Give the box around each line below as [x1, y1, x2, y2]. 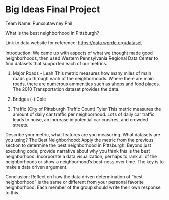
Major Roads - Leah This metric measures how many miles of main [12, 70, 152, 76]
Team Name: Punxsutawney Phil [5, 20, 72, 26]
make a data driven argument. [5, 164, 68, 170]
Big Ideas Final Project [5, 4, 100, 15]
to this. [5, 189, 20, 195]
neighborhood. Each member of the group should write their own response [5, 184, 161, 190]
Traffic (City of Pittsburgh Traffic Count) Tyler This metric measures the [12, 106, 161, 112]
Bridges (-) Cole [12, 96, 46, 102]
